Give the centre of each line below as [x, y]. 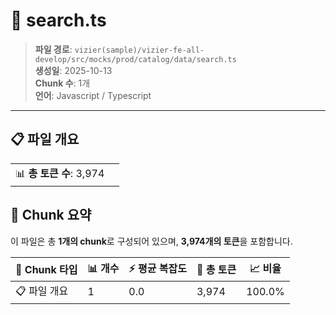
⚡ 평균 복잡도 [157, 268]
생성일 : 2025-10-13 [73, 70]
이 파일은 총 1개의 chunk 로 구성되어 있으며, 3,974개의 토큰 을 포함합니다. [151, 241]
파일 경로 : [53, 49]
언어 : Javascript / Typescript [93, 95]
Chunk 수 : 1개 [62, 83]
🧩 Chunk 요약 [51, 215]
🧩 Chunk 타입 [46, 270]
